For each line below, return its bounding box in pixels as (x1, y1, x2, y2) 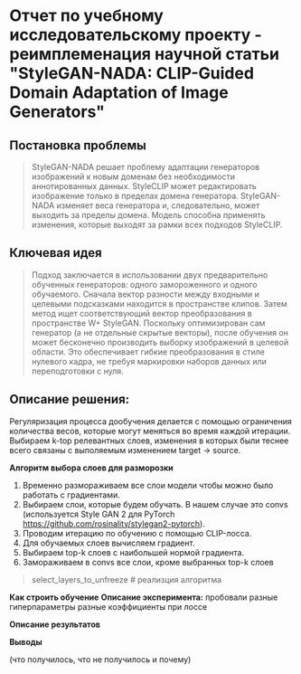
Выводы (9, 636, 42, 647)
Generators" (9, 101, 106, 122)
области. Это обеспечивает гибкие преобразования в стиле (31, 346, 265, 357)
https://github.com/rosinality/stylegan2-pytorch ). (22, 517, 205, 529)
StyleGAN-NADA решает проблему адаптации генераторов (31, 162, 260, 172)
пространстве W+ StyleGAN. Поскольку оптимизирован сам (31, 318, 266, 328)
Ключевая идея (9, 245, 102, 261)
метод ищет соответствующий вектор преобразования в (31, 308, 253, 318)
